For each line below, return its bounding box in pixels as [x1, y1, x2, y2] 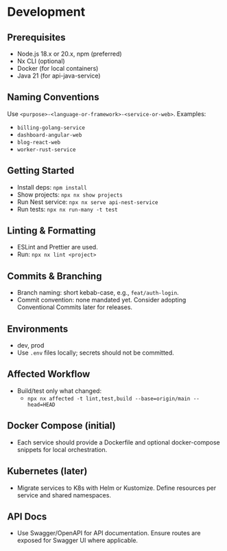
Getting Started [7, 165, 75, 177]
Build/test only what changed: [16, 386, 101, 395]
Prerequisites [7, 32, 66, 43]
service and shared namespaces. [16, 491, 112, 499]
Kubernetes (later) [7, 465, 88, 477]
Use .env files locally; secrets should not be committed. [16, 348, 175, 357]
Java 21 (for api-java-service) [16, 71, 101, 80]
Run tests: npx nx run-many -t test [16, 205, 118, 213]
